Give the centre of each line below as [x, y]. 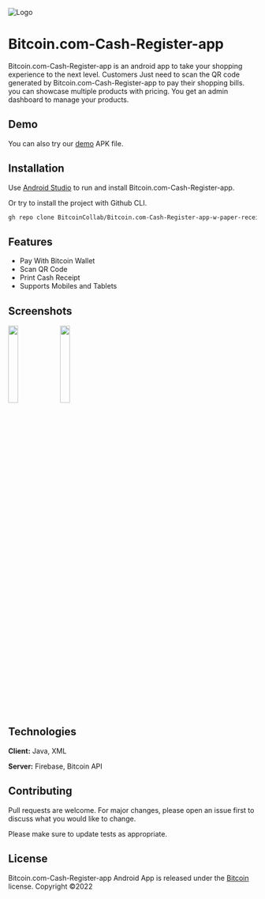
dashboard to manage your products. [69, 100]
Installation [36, 169]
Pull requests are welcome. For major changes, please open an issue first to [131, 810]
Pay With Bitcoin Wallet [57, 261]
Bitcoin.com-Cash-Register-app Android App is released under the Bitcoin [129, 878]
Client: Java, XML [37, 750]
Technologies [43, 732]
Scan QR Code [43, 270]
